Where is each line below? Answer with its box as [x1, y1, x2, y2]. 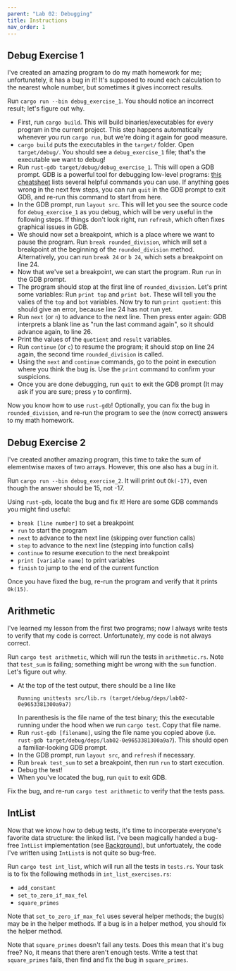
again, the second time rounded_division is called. [17, 350, 164, 359]
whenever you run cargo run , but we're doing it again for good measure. [17, 133, 228, 142]
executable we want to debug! [17, 156, 106, 164]
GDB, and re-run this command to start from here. [17, 193, 163, 202]
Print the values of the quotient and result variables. [17, 335, 173, 344]
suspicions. [17, 373, 51, 381]
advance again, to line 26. [17, 328, 93, 336]
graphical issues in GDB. [17, 223, 89, 231]
